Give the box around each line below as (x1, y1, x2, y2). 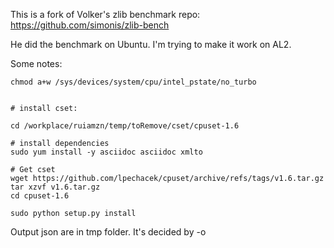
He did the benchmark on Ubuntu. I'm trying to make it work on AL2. (10, 39, 292, 50)
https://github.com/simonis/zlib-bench (10, 19, 170, 31)
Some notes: (10, 58, 63, 69)
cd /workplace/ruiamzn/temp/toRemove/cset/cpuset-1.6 (10, 121, 240, 131)
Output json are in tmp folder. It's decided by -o (10, 226, 207, 238)
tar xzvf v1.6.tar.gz (10, 182, 101, 192)
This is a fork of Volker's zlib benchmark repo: (10, 9, 201, 20)
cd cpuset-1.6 (10, 191, 70, 201)
